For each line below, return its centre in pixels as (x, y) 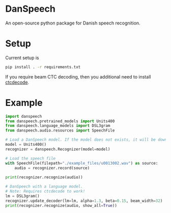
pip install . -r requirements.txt (43, 67)
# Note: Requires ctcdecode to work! (45, 192)
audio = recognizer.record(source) (52, 168)
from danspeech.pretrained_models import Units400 (60, 121)
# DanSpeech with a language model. (44, 187)
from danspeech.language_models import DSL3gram (58, 126)
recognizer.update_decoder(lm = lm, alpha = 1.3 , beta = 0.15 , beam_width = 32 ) (84, 201)
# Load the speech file (31, 158)
